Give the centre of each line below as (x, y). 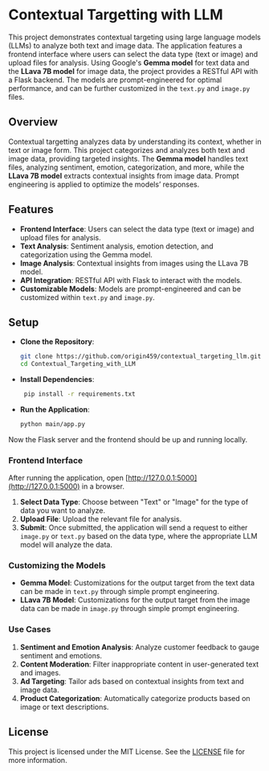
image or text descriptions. (64, 707)
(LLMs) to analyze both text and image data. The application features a (125, 45)
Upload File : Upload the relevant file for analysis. (101, 519)
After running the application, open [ (68, 478)
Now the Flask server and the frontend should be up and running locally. (128, 439)
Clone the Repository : (57, 342)
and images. (41, 672)
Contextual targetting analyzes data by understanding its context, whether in (135, 141)
